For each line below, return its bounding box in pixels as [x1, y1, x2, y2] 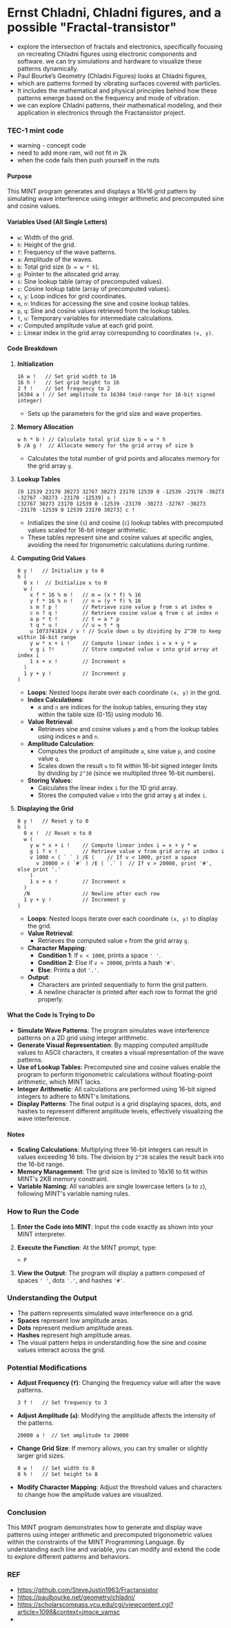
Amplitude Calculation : [27, 739, 95, 747]
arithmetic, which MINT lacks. [17, 1078, 102, 1086]
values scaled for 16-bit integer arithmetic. [27, 526, 148, 534]
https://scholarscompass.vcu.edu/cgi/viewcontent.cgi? [17, 1600, 174, 1609]
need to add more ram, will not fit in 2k [17, 149, 128, 157]
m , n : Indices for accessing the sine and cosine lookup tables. [17, 299, 190, 307]
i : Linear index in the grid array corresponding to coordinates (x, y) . [17, 328, 214, 336]
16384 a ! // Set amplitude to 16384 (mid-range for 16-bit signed [17, 391, 215, 398]
